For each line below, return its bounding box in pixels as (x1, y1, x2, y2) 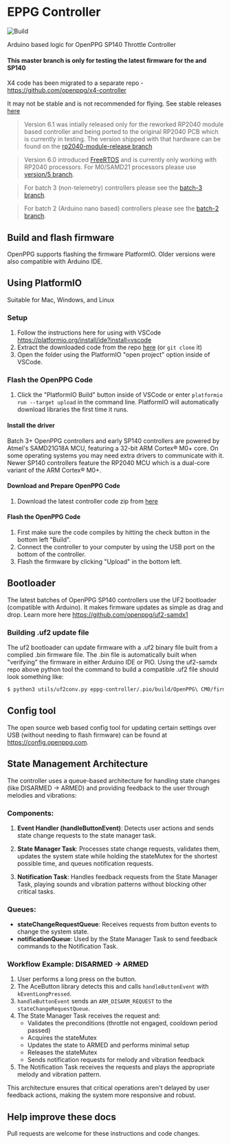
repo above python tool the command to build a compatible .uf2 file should (7, 665, 219, 673)
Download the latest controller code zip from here (16, 497, 158, 505)
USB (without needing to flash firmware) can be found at (7, 731, 167, 739)
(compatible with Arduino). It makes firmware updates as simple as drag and (7, 603, 223, 611)
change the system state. (16, 927, 89, 936)
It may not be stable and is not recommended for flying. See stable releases (7, 99, 222, 108)
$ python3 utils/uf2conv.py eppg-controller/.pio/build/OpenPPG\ (7, 686, 198, 693)
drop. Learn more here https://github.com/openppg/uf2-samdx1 (7, 610, 188, 618)
